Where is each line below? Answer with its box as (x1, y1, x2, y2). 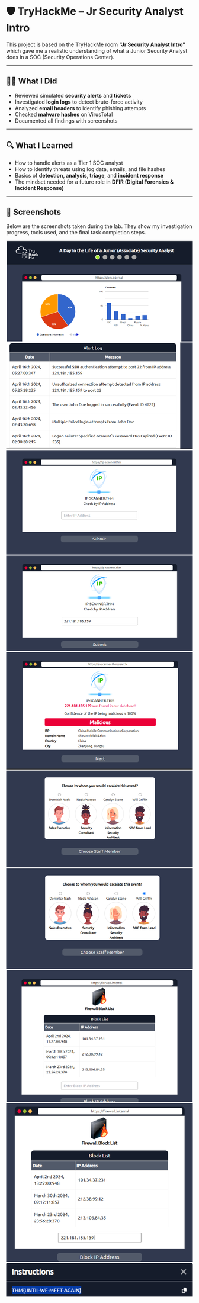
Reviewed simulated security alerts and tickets (14, 92, 131, 99)
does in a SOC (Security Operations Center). (6, 53, 114, 60)
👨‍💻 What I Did (6, 76, 57, 86)
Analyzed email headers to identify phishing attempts (14, 104, 146, 111)
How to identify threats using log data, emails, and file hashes (14, 165, 166, 172)
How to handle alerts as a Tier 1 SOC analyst (14, 159, 123, 166)
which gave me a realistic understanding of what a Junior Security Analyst (6, 47, 188, 54)
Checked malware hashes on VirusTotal (14, 111, 113, 118)
